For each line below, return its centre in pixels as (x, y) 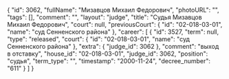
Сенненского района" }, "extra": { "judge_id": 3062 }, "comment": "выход (113, 46)
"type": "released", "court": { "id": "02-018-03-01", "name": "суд (99, 39)
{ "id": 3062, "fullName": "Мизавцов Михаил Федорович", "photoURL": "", (113, 10)
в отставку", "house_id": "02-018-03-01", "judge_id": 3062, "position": (108, 54)
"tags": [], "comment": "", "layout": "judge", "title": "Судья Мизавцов (105, 17)
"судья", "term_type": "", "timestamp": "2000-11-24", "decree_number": (109, 61)
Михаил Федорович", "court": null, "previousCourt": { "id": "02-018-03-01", (115, 24)
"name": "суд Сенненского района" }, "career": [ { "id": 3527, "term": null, (113, 32)
